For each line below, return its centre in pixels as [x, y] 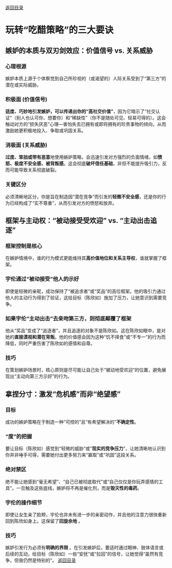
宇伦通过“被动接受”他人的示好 [42, 279]
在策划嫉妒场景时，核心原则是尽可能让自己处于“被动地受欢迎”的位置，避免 [84, 370]
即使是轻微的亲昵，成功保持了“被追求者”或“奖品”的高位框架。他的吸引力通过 [85, 291]
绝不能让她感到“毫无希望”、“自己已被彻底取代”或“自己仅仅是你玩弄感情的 [82, 482]
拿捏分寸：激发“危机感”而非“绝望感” [63, 394]
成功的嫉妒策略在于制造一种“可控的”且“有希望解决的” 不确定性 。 [72, 422]
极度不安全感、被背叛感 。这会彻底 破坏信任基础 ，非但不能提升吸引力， [88, 164]
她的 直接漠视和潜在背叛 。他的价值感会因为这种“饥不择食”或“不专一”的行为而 [85, 337]
